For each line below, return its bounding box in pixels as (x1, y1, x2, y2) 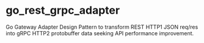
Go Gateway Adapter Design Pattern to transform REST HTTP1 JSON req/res (5, 23, 199, 30)
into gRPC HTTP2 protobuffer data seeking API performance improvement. (5, 29, 194, 36)
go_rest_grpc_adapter (5, 4, 120, 17)
